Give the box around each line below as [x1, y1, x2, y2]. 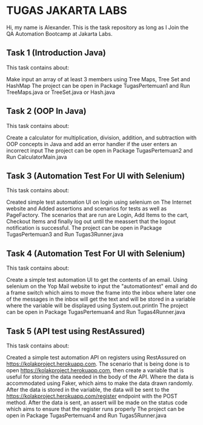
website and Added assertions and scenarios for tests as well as [6, 205, 167, 212]
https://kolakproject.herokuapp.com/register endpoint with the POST [6, 392, 178, 400]
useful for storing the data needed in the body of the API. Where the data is [6, 373, 195, 380]
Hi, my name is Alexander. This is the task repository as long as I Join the [6, 24, 189, 31]
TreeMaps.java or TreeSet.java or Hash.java [6, 89, 115, 96]
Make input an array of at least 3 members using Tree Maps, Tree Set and [6, 75, 190, 82]
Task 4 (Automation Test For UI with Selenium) [6, 248, 185, 258]
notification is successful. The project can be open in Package [6, 224, 162, 232]
